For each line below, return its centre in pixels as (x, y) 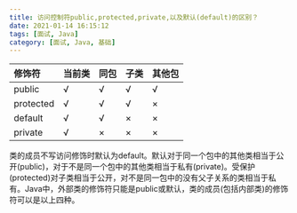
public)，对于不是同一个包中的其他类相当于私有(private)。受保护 (138, 167)
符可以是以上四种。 (44, 200)
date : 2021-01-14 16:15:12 (59, 26)
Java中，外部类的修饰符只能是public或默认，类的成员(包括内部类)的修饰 (157, 189)
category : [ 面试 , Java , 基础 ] (62, 42)
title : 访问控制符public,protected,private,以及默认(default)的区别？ (134, 17)
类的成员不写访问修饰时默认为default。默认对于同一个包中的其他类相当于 (143, 155)
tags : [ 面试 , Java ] (44, 34)
